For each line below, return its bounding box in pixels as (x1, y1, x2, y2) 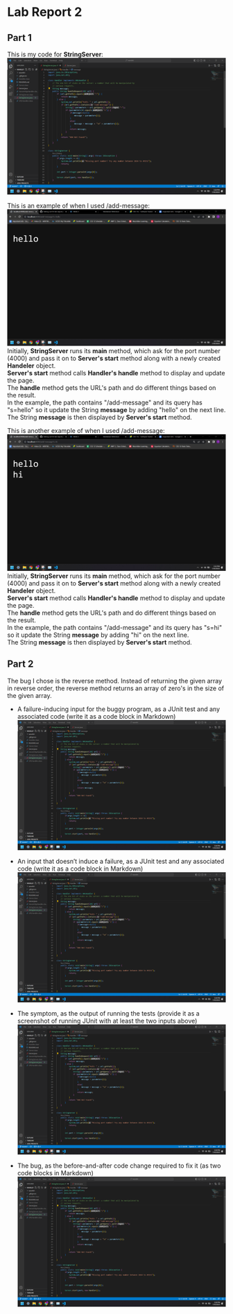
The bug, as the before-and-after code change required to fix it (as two (17, 1161, 221, 1170)
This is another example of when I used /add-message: (7, 427, 165, 434)
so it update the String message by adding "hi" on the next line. (7, 631, 189, 639)
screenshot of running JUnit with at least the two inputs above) (17, 1017, 198, 1025)
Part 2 (7, 658, 34, 670)
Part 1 (7, 32, 33, 44)
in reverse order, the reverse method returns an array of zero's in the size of (7, 684, 224, 692)
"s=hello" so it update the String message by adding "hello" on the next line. (7, 406, 226, 413)
